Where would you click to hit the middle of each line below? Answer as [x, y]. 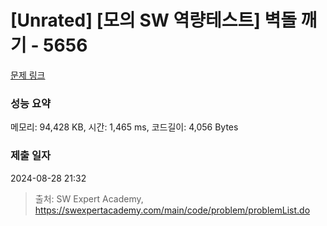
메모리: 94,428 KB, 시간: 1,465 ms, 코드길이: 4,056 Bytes [124, 127]
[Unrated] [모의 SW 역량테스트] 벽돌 [153, 20]
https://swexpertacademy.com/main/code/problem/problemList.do [172, 210]
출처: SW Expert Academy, [89, 198]
